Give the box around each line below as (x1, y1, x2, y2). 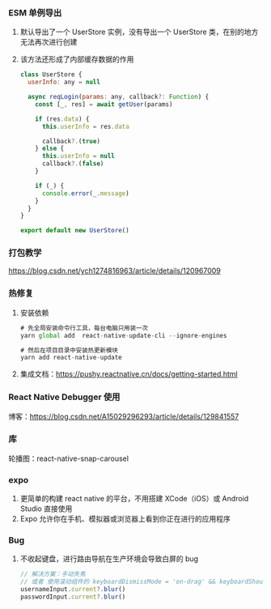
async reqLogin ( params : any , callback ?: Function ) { (28, 93, 210, 101)
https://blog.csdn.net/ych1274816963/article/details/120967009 (8, 266, 221, 276)
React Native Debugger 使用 (8, 391, 121, 402)
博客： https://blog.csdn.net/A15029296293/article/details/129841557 (8, 411, 239, 421)
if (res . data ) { (35, 115, 90, 123)
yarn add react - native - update (19, 354, 123, 362)
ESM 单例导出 (8, 6, 62, 18)
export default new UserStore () (19, 227, 129, 235)
